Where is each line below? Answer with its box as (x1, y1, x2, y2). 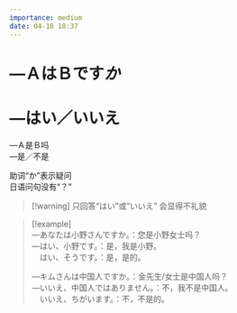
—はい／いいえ (9, 107, 121, 128)
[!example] (31, 218, 72, 229)
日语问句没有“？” (9, 181, 72, 192)
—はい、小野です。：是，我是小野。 (31, 240, 162, 251)
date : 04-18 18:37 (9, 22, 78, 31)
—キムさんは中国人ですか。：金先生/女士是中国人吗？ (31, 271, 228, 281)
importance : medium (9, 13, 83, 23)
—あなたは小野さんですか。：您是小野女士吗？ (31, 229, 201, 240)
